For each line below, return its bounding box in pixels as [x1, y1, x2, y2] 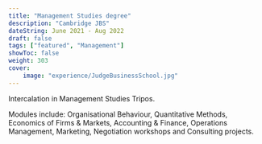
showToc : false [8, 49, 60, 57]
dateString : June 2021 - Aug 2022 [8, 27, 125, 35]
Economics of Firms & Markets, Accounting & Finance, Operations [8, 117, 228, 127]
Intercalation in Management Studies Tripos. [8, 93, 156, 103]
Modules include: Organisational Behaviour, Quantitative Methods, [8, 109, 228, 119]
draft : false [8, 34, 52, 43]
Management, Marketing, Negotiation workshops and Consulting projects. [8, 126, 254, 136]
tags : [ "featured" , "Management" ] [8, 42, 125, 50]
